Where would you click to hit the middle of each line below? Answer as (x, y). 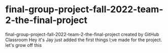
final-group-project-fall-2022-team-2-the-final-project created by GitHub (82, 34)
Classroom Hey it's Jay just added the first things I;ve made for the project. (84, 40)
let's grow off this (24, 45)
